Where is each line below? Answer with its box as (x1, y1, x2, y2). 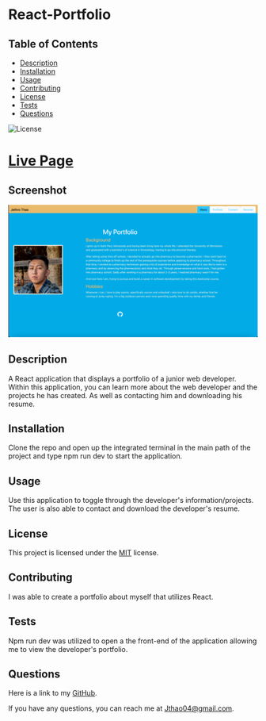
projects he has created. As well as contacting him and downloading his (8, 390, 243, 400)
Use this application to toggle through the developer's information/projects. (8, 496, 254, 505)
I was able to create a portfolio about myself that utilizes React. (8, 592, 214, 601)
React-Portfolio (8, 6, 112, 24)
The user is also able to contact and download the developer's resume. (8, 504, 240, 513)
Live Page (8, 152, 74, 170)
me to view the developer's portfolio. (8, 644, 128, 654)
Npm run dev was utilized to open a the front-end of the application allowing (8, 636, 257, 646)
